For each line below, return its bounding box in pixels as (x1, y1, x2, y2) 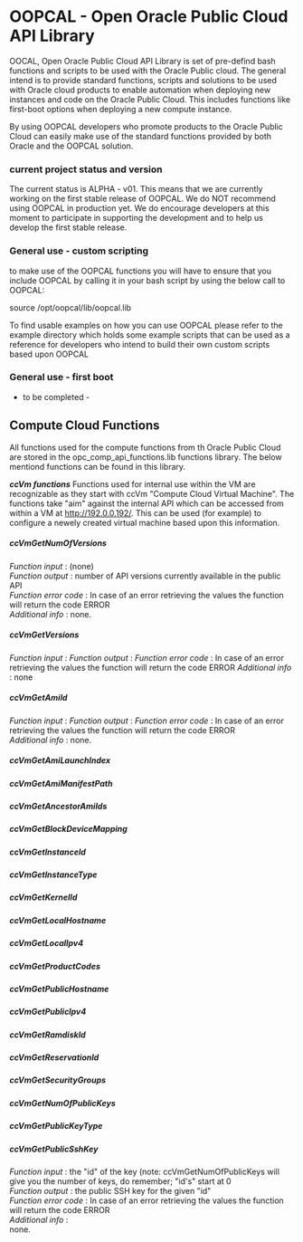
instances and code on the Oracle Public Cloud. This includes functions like (9, 93, 291, 105)
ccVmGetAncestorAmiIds (9, 800, 108, 811)
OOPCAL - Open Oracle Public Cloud (9, 6, 289, 27)
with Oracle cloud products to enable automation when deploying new (9, 84, 271, 95)
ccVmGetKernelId (9, 892, 78, 903)
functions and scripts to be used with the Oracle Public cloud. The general (9, 65, 287, 76)
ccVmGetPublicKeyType (9, 1121, 103, 1132)
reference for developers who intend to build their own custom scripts (9, 339, 270, 349)
